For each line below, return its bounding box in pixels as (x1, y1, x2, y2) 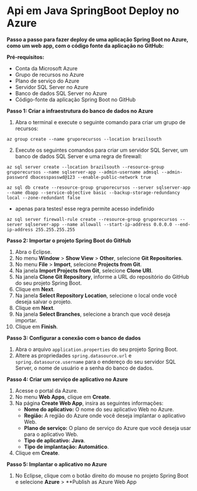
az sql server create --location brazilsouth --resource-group (6, 164, 165, 170)
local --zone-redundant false (6, 195, 81, 200)
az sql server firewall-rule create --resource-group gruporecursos (6, 216, 178, 222)
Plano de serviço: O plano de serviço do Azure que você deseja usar (23, 424, 191, 431)
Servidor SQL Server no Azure (15, 83, 89, 90)
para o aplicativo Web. (23, 431, 79, 438)
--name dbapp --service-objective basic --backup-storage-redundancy (6, 189, 181, 196)
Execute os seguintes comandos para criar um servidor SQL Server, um (15, 146, 188, 154)
